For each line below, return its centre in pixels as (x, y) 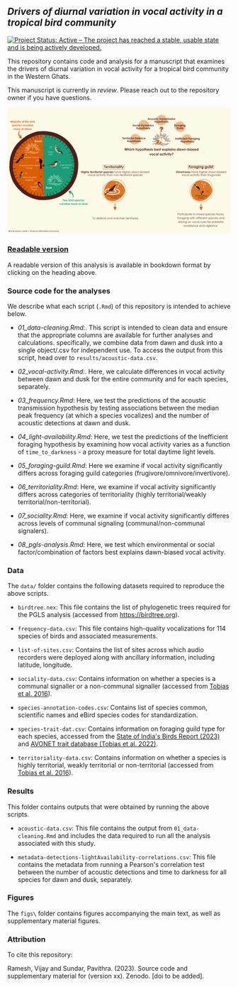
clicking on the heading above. (52, 272)
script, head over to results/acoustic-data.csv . (87, 357)
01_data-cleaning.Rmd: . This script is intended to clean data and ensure (123, 327)
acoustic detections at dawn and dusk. (74, 422)
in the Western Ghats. (39, 76)
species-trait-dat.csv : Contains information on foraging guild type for (121, 729)
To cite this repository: (40, 955)
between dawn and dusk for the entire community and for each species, (123, 378)
